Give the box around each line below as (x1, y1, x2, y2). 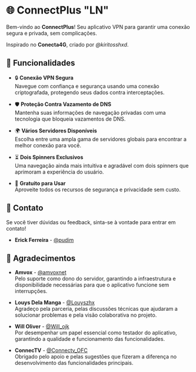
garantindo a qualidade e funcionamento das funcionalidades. (14, 336, 165, 343)
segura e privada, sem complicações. (6, 29, 97, 36)
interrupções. (14, 288, 48, 295)
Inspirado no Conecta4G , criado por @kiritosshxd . (6, 41, 129, 48)
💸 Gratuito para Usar (14, 180, 66, 187)
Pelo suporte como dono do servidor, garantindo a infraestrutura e (14, 275, 176, 283)
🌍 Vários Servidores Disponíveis (14, 127, 97, 134)
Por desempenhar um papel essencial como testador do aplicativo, (14, 329, 178, 336)
